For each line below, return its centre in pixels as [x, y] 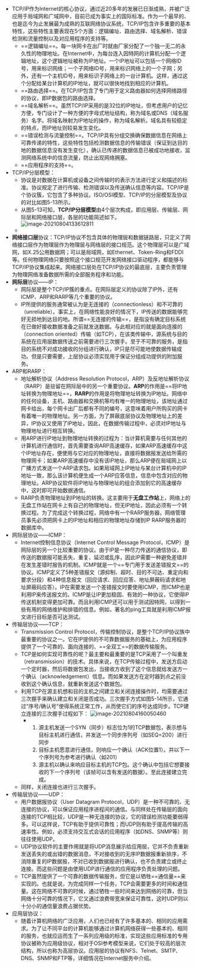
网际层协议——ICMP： [39, 535]
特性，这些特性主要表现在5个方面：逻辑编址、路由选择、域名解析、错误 [99, 31]
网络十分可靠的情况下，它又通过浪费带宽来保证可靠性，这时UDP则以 [104, 899]
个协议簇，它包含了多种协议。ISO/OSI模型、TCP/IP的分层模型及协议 [104, 195]
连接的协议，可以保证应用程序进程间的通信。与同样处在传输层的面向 [104, 809]
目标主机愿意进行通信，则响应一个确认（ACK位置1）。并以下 [111, 750]
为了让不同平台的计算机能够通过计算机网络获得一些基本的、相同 [110, 928]
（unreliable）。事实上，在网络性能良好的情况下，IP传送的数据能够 [101, 312]
